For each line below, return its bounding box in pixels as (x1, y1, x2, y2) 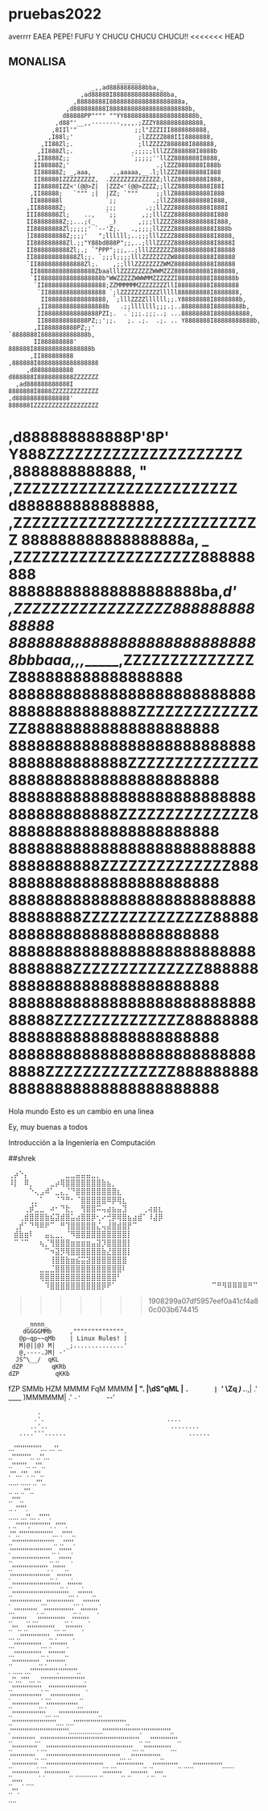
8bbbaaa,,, (8, 650, 86, 669)
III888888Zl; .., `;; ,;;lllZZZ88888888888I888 (26, 211, 229, 219)
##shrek (8, 1153, 36, 1163)
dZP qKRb (11, 1362, 67, 1370)
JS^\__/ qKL (15, 1355, 60, 1364)
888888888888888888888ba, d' (8, 582, 237, 600)
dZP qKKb (8, 1370, 70, 1378)
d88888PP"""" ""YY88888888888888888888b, (62, 111, 204, 119)
